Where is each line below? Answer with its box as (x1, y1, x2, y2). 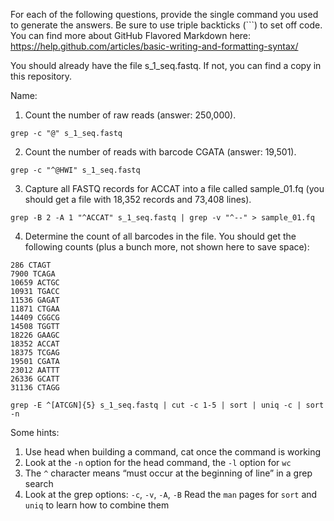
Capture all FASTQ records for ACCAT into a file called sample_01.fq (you (24, 183, 325, 194)
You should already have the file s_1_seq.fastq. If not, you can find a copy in (10, 60, 322, 71)
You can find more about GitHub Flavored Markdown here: (10, 30, 252, 41)
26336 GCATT (10, 374, 60, 384)
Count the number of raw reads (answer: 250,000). (24, 109, 237, 121)
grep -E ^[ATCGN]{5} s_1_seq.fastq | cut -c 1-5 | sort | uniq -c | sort (10, 400, 325, 410)
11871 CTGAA (10, 304, 60, 314)
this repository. (10, 70, 73, 82)
